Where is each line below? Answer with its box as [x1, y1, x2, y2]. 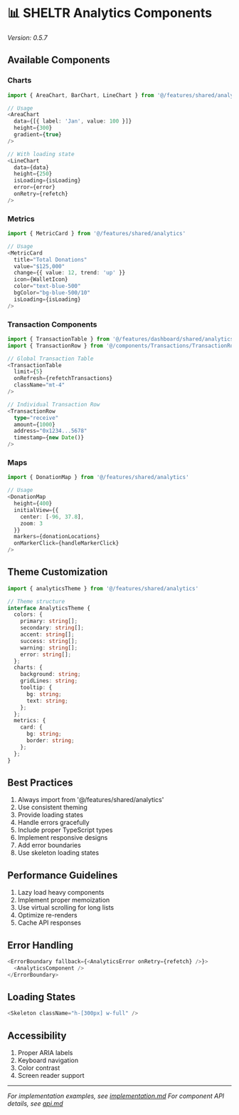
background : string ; [20, 671, 81, 678]
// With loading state [7, 150, 75, 158]
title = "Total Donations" [14, 256, 87, 263]
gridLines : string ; [20, 677, 78, 684]
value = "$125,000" [14, 262, 65, 270]
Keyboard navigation [17, 1056, 79, 1065]
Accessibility [7, 1029, 67, 1042]
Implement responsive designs [17, 833, 108, 842]
